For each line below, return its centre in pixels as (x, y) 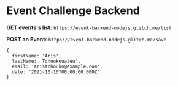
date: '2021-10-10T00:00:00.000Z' (56, 72)
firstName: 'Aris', (37, 56)
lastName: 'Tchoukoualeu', (46, 61)
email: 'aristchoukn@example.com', (57, 66)
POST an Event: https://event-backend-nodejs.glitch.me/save (87, 39)
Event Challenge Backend (73, 11)
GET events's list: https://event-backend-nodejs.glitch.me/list (89, 27)
